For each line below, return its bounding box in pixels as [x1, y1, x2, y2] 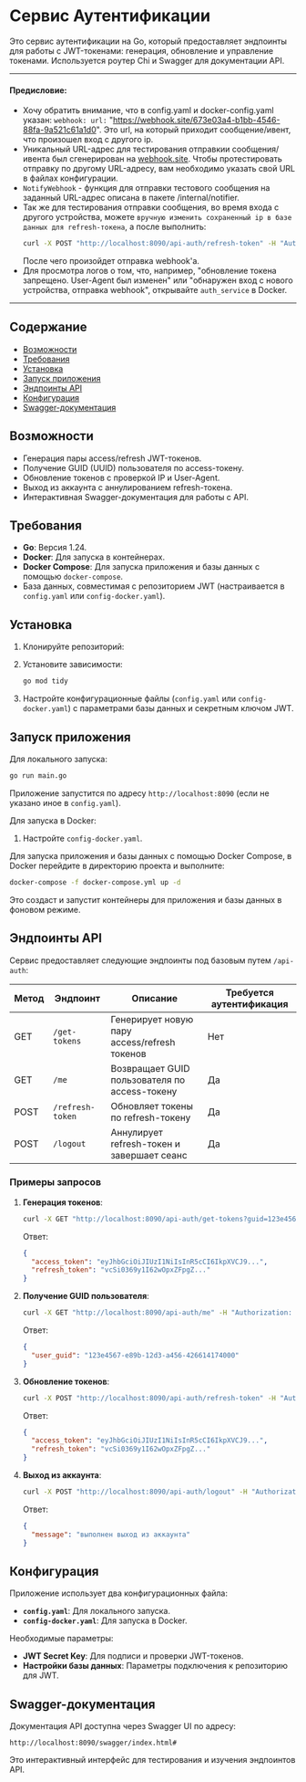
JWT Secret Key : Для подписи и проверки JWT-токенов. [22, 1651, 244, 1661]
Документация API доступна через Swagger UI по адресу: [9, 1721, 237, 1732]
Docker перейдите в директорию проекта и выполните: [9, 860, 225, 871]
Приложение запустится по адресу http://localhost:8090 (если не [9, 787, 270, 799]
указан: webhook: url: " [22, 115, 114, 126]
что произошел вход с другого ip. [22, 134, 154, 145]
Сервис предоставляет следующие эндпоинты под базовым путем [9, 955, 271, 966]
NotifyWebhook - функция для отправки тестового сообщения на [22, 183, 270, 194]
